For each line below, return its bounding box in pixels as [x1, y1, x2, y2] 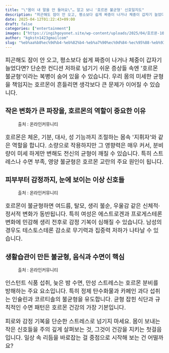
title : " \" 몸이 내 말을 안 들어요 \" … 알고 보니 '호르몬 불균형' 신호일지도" [5, 7, 144, 13]
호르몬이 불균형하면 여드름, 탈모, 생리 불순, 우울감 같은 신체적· [5, 202, 160, 209]
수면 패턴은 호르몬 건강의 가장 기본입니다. [22, 304, 126, 311]
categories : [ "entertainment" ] [5, 26, 71, 31]
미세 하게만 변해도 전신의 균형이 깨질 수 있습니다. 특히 [17, 150, 152, 157]
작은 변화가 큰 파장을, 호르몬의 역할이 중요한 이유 [5, 107, 146, 115]
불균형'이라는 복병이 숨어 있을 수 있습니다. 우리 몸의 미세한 [5, 73, 152, 80]
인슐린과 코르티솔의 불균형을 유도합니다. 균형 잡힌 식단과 [12, 296, 154, 303]
